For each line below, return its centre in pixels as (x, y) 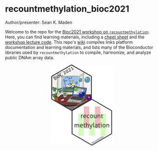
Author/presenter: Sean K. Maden (39, 22)
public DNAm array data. (30, 57)
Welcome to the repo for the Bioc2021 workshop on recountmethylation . (77, 32)
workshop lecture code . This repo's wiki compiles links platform (69, 42)
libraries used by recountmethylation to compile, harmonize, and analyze (78, 52)
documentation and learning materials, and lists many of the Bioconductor (79, 47)
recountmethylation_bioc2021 (67, 9)
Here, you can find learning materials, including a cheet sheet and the (75, 37)
